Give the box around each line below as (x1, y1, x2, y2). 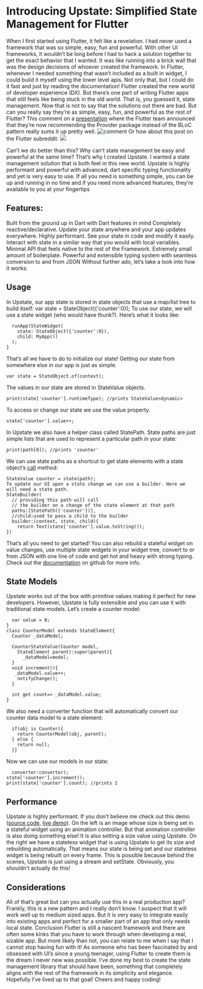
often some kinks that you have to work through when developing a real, (6, 931, 187, 937)
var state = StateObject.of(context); (6, 373, 104, 379)
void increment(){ (12, 665, 59, 671)
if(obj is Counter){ (12, 726, 64, 732)
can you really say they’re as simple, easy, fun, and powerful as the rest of (6, 108, 192, 115)
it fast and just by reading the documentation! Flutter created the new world (6, 82, 195, 89)
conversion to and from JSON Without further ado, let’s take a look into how (6, 258, 196, 265)
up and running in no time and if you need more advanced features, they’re (6, 179, 194, 186)
